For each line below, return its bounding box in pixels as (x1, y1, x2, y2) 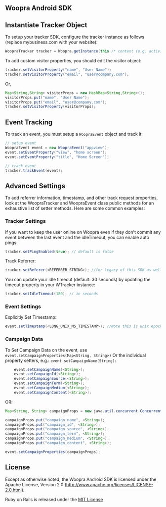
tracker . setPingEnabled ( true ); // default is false (5, 249, 114, 254)
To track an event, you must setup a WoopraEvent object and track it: (5, 131, 143, 137)
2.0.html (5, 487, 22, 493)
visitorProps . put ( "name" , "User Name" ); (5, 95, 90, 100)
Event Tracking (5, 118, 53, 126)
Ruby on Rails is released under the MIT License (5, 496, 103, 502)
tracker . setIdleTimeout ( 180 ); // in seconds (5, 292, 98, 297)
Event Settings (5, 303, 41, 310)
